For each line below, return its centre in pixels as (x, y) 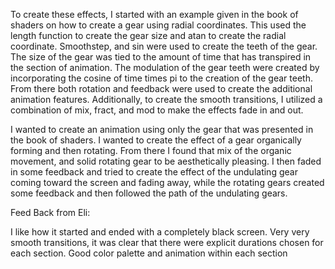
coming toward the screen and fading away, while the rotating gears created (167, 182)
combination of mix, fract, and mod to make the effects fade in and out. (157, 110)
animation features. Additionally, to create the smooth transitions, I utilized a (166, 99)
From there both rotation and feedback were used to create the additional (161, 88)
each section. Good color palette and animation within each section (149, 253)
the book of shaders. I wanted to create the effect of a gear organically (156, 140)
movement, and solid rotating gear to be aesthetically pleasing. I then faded (166, 161)
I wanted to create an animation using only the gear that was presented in (162, 129)
